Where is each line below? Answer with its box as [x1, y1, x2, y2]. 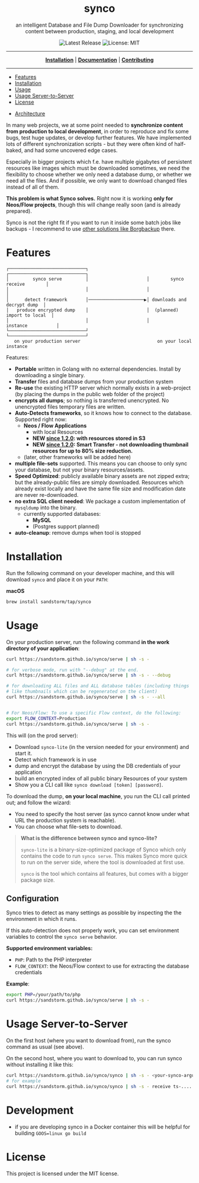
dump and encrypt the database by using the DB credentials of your [14, 762, 181, 769]
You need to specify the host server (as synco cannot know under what [14, 810, 190, 817]
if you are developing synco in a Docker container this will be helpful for [14, 1123, 191, 1130]
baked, [6, 146, 23, 154]
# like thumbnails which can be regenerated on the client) [6, 688, 158, 695]
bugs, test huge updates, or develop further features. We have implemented [6, 134, 191, 141]
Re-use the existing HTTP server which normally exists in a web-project [14, 384, 191, 391]
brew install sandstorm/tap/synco [6, 598, 92, 605]
